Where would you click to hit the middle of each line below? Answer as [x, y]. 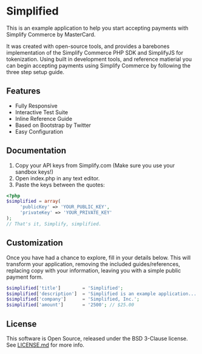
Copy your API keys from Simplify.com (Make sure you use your [95, 165]
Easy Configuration [39, 131]
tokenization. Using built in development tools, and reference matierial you [99, 59]
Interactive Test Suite [42, 112]
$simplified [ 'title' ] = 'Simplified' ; [65, 288]
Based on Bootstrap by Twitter [53, 125]
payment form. [25, 277]
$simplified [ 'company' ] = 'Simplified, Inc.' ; [73, 299]
